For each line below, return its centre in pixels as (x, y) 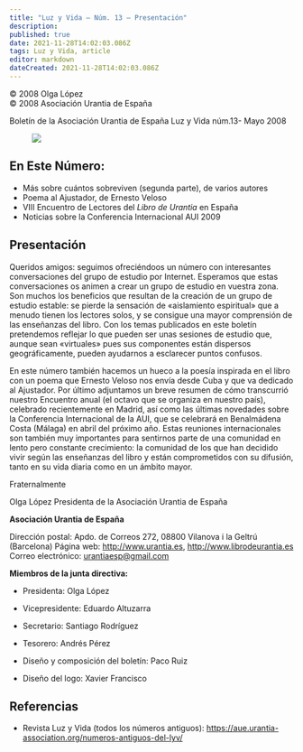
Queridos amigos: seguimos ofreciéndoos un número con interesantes (140, 266)
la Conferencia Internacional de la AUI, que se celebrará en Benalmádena (145, 418)
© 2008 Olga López (46, 93)
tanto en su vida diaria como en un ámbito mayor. (101, 467)
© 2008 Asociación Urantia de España (81, 103)
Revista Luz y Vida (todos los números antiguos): (113, 729)
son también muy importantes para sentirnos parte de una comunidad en (145, 438)
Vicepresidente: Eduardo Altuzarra (87, 608)
